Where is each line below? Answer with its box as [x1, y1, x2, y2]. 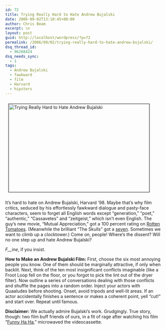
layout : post [5, 30, 32, 35]
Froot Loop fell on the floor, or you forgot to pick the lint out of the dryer [5, 272, 153, 278]
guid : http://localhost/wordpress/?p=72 [5, 35, 91, 40]
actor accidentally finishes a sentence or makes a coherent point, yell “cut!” [5, 293, 161, 299]
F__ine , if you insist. [5, 246, 45, 252]
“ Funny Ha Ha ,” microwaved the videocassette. [5, 318, 102, 325]
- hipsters [9, 86, 32, 91]
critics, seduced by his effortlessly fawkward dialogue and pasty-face [5, 204, 149, 210]
